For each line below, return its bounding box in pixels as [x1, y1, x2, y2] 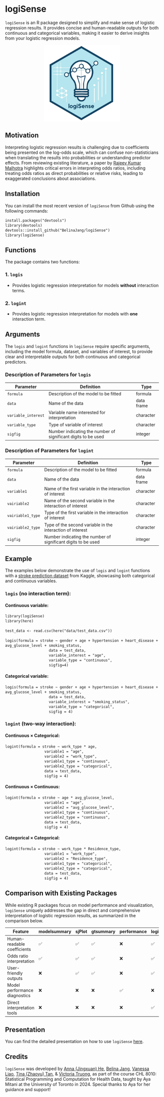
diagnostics [7, 993, 31, 999]
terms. [12, 288, 25, 293]
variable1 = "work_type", [44, 852, 97, 856]
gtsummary [91, 928, 116, 934]
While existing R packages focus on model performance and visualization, [5, 902, 154, 908]
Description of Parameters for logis [5, 371, 91, 378]
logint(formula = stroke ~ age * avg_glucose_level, [5, 795, 115, 800]
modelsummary [38, 928, 72, 934]
